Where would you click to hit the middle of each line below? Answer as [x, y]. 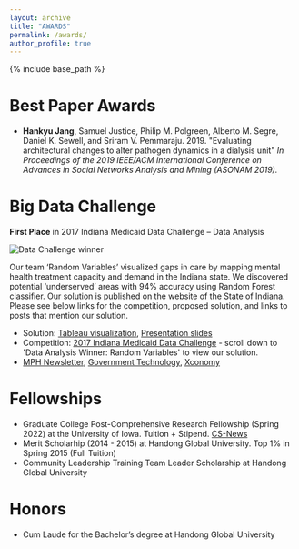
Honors [38, 509]
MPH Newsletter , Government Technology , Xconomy [121, 362]
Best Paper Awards [83, 106]
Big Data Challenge [83, 207]
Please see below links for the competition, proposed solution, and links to [149, 306]
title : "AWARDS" [40, 26]
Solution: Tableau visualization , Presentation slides [117, 333]
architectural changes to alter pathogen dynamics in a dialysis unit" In [153, 150]
